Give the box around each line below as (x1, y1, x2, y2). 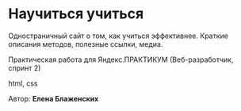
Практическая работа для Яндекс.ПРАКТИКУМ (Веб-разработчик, (8, 55, 234, 64)
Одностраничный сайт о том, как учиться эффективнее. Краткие (8, 31, 228, 40)
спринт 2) (8, 63, 41, 72)
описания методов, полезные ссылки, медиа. (8, 39, 163, 48)
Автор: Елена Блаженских (8, 94, 99, 103)
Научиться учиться (8, 5, 144, 23)
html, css (8, 78, 38, 88)
